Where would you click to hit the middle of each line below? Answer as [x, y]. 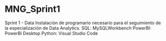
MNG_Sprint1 [33, 9]
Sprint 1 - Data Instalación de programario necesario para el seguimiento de [83, 23]
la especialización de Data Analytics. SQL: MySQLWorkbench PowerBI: [78, 28]
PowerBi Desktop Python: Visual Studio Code [51, 33]
